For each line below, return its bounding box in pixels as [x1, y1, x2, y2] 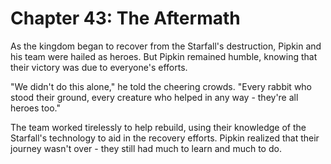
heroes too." [10, 102, 62, 114]
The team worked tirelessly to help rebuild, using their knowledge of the [10, 121, 307, 133]
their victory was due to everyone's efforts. [10, 61, 188, 73]
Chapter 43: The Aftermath [10, 7, 241, 30]
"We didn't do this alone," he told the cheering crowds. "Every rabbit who [10, 80, 313, 92]
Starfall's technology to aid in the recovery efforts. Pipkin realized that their [10, 132, 320, 144]
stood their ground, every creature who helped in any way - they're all [10, 91, 299, 103]
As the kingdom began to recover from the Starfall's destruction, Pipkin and [10, 40, 322, 52]
